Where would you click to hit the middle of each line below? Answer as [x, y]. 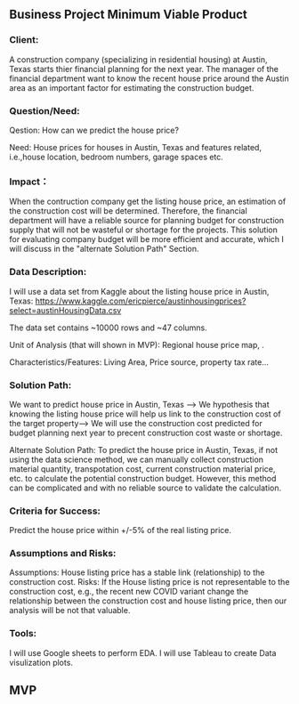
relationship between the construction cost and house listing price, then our [148, 601]
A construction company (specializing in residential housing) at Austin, [138, 59]
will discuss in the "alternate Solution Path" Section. [104, 249]
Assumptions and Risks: [63, 554]
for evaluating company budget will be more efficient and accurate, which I [147, 239]
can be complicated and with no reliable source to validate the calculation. [145, 488]
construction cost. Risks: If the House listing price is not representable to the [149, 582]
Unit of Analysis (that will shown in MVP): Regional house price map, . [137, 344]
